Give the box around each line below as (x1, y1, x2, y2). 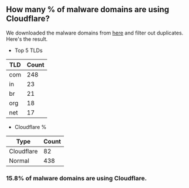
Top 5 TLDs (14, 47, 43, 54)
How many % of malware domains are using (6, 5, 170, 15)
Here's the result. (6, 35, 48, 43)
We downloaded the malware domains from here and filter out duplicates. (6, 29, 184, 36)
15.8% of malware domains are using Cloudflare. (6, 174, 147, 182)
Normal (9, 156, 29, 165)
